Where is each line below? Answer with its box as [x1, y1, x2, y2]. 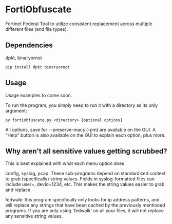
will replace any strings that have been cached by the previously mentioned [5, 202, 165, 209]
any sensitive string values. [5, 213, 63, 219]
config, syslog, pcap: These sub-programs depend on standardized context [5, 171, 166, 177]
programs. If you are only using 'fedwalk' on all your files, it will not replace [5, 208, 164, 214]
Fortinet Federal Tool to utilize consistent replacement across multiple [5, 21, 152, 27]
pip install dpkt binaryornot [5, 64, 70, 70]
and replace [5, 186, 31, 193]
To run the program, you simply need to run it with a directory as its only [5, 102, 158, 108]
